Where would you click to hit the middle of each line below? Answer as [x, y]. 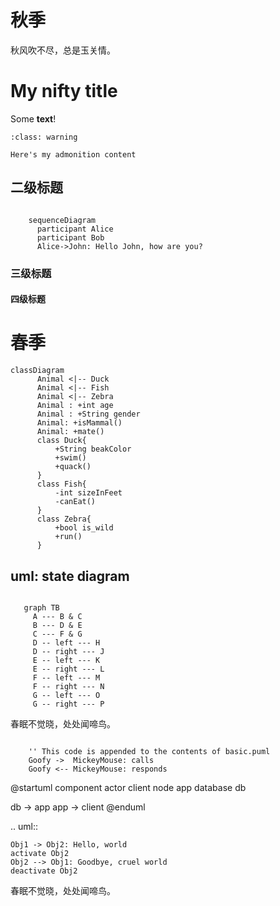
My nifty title [64, 91]
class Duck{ [61, 441]
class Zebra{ [64, 519]
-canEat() [75, 502]
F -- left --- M [66, 677]
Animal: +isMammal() [79, 423]
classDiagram [37, 371]
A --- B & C [57, 616]
